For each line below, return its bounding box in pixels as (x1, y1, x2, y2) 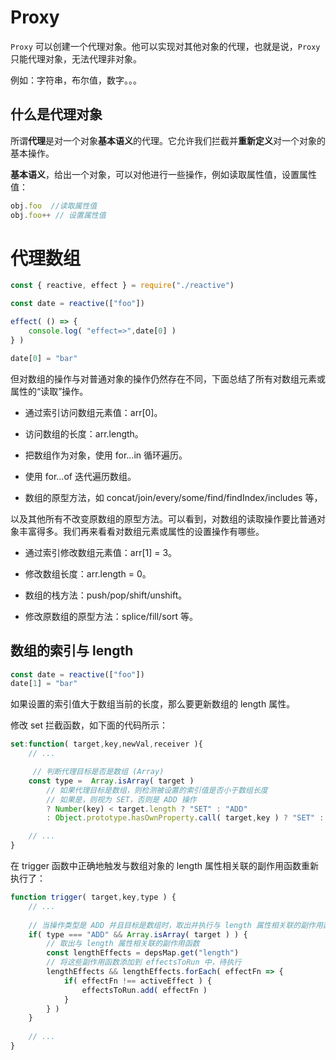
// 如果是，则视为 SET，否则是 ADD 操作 (46, 794, 197, 805)
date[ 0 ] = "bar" (10, 353, 78, 363)
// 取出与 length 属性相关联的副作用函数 (46, 939, 200, 949)
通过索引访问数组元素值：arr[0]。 (24, 406, 163, 418)
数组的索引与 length (10, 642, 134, 660)
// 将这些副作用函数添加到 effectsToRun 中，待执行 (46, 957, 242, 968)
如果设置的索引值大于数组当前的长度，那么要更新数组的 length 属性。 (10, 698, 296, 710)
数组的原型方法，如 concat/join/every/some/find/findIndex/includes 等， (24, 491, 323, 503)
